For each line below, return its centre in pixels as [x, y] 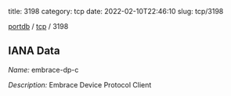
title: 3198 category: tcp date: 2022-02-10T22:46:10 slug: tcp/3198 [116, 11]
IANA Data [34, 51]
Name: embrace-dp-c [43, 69]
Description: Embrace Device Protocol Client [80, 84]
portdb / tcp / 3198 [38, 26]
